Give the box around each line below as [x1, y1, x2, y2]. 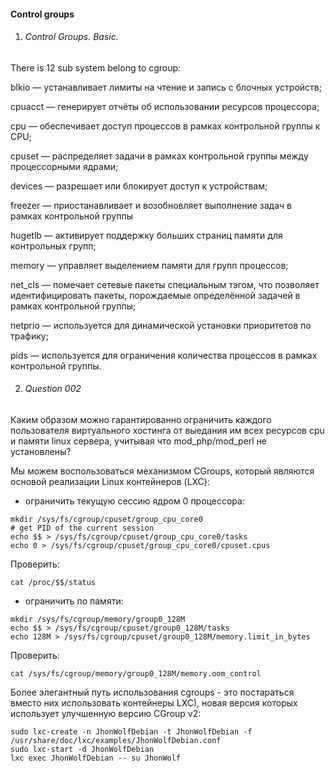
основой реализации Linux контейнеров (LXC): [10, 476, 210, 487]
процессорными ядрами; [10, 160, 119, 172]
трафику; [10, 330, 49, 342]
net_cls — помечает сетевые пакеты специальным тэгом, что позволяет [10, 278, 320, 290]
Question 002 [24, 383, 82, 395]
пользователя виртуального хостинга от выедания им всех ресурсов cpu [10, 425, 325, 436]
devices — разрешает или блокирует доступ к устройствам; [10, 180, 268, 192]
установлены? [10, 446, 72, 457]
